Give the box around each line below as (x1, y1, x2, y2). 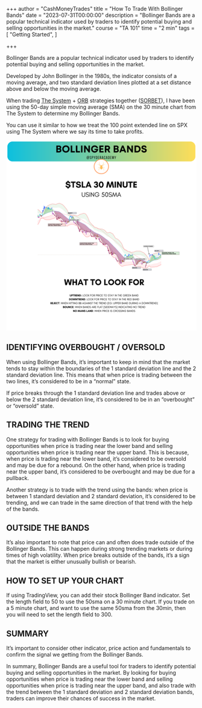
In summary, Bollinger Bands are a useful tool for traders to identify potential (6, 663, 196, 670)
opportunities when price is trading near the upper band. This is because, (6, 449, 189, 456)
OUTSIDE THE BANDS (6, 523, 89, 533)
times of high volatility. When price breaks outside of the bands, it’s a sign (6, 551, 190, 559)
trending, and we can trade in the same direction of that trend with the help (6, 499, 193, 506)
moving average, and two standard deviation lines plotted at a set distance (6, 79, 192, 86)
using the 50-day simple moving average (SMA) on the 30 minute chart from (6, 103, 197, 111)
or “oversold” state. (6, 402, 54, 409)
